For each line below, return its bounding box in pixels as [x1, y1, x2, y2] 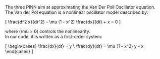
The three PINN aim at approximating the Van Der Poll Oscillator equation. [5, 4, 156, 10]
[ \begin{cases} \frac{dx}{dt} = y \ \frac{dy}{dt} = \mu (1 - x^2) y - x [5, 43, 144, 49]
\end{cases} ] [5, 49, 33, 54]
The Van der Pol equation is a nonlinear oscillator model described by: [5, 9, 149, 15]
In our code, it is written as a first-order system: [5, 34, 103, 39]
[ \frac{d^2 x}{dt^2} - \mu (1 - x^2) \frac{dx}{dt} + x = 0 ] [5, 19, 121, 25]
